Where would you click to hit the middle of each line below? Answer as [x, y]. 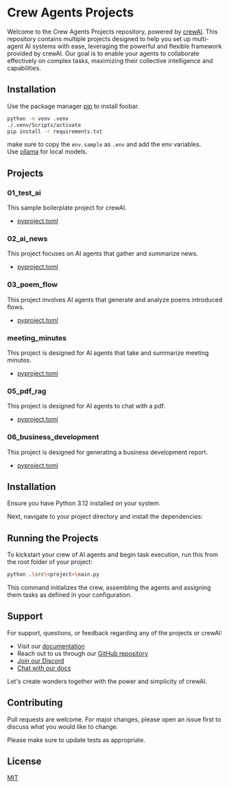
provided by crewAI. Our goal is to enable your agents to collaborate [104, 53]
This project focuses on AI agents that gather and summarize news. [103, 254]
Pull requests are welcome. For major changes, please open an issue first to [114, 719]
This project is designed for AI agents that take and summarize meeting [108, 353]
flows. [16, 307]
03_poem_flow [33, 284]
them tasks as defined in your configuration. [70, 595]
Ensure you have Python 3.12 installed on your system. [84, 503]
